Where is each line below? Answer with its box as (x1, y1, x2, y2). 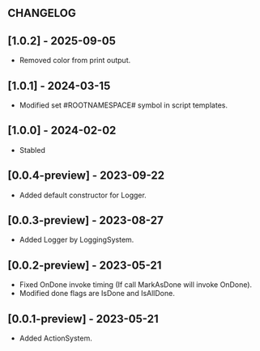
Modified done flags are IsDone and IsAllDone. (19, 289, 175, 298)
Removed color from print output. (19, 56, 131, 66)
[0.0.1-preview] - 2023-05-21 (7, 311, 159, 326)
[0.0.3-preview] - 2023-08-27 (7, 214, 164, 227)
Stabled (19, 145, 45, 154)
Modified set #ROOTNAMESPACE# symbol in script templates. (19, 100, 228, 110)
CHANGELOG (7, 6, 76, 20)
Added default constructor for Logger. (19, 190, 147, 200)
